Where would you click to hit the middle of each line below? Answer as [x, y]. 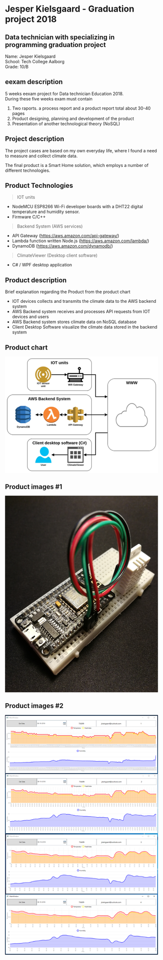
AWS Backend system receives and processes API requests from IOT [81, 312]
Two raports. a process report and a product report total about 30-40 [81, 108]
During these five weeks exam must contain [49, 99]
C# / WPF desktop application [42, 265]
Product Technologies [39, 186]
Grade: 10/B [17, 67]
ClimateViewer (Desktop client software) [57, 255]
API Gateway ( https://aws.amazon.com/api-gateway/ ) [66, 236]
